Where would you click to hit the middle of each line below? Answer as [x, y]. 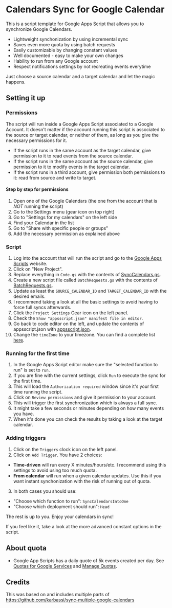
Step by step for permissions [37, 189]
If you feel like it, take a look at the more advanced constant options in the [84, 526]
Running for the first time [38, 353]
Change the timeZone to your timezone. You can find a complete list [84, 335]
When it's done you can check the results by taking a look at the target [88, 419]
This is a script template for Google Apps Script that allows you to [75, 24]
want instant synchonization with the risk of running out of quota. [82, 481]
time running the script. [38, 392]
